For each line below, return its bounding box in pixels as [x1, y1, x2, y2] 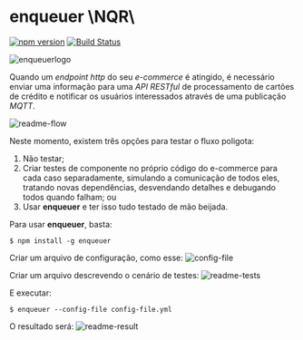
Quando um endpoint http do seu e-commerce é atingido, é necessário [9, 71, 275, 83]
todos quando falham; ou [22, 191, 117, 202]
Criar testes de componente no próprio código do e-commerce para [22, 162, 279, 173]
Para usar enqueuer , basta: [9, 219, 112, 229]
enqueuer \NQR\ [9, 6, 135, 27]
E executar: [9, 287, 52, 298]
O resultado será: [9, 320, 74, 332]
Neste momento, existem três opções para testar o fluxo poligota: [9, 135, 255, 146]
